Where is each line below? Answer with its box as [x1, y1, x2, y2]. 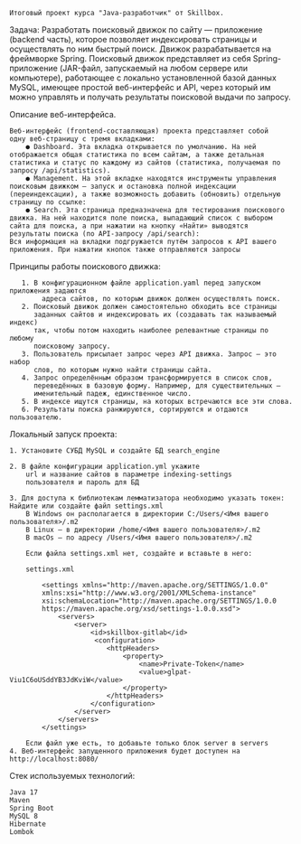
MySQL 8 [9, 811, 39, 821]
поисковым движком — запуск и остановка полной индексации [9, 182, 237, 191]
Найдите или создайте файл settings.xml [9, 502, 165, 511]
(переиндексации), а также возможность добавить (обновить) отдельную [9, 190, 281, 199]
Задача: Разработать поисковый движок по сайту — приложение [9, 24, 263, 35]
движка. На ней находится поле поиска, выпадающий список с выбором [9, 213, 273, 222]
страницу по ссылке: [9, 198, 88, 207]
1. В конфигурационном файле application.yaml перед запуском [21, 278, 260, 287]
